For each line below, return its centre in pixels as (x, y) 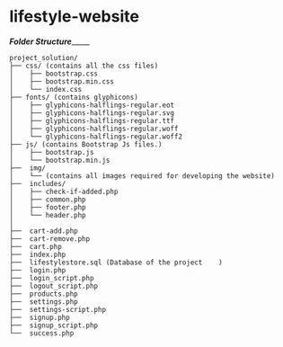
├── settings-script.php (57, 309)
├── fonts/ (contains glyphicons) (74, 97)
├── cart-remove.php (50, 239)
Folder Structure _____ (49, 41)
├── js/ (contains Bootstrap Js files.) (86, 144)
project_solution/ (44, 58)
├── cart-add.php (44, 231)
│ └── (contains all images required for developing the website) (142, 176)
